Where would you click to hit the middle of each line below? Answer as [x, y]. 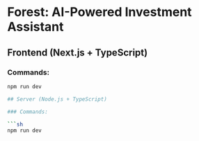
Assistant [35, 27]
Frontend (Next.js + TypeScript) [78, 52]
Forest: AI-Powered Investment [100, 12]
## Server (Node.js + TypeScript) [57, 99]
